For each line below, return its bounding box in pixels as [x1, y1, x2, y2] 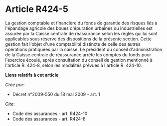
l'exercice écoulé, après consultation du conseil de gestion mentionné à [5, 57, 153, 63]
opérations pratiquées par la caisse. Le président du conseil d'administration [5, 46, 163, 52]
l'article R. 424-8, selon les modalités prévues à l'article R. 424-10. [5, 62, 142, 68]
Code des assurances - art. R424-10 [12, 111, 88, 117]
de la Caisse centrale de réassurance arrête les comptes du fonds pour [5, 51, 152, 58]
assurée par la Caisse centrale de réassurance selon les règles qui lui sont [5, 30, 158, 36]
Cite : [5, 101, 15, 107]
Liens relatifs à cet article [5, 72, 59, 78]
